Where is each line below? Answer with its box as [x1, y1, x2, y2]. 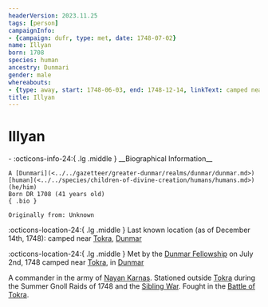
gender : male [8, 71, 52, 79]
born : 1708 [8, 49, 45, 57]
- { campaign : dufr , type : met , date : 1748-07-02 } [8, 33, 177, 42]
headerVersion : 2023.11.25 [8, 11, 98, 20]
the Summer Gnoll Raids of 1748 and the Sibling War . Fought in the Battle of [8, 281, 256, 291]
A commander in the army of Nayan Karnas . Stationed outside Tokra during [8, 273, 256, 283]
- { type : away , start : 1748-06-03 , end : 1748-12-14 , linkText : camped [8, 85, 248, 94]
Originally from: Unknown [8, 211, 94, 219]
